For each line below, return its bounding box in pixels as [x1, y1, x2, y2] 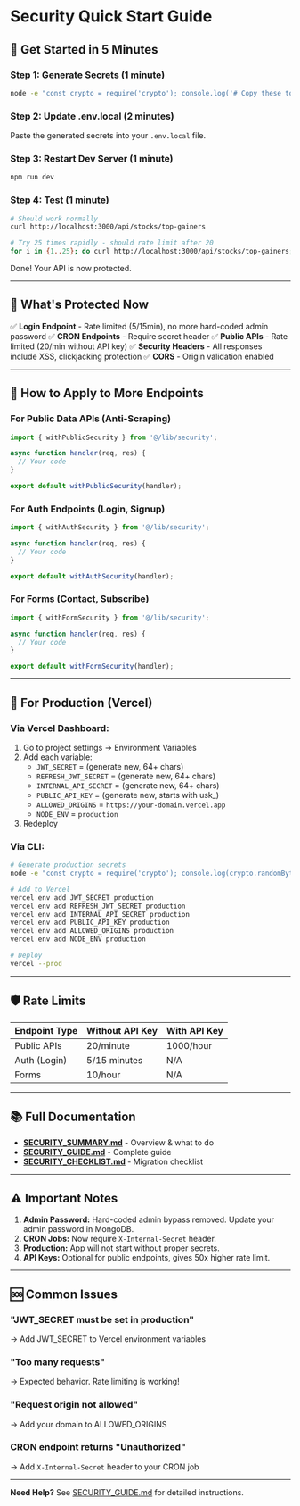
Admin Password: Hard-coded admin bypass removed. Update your [22, 1214, 275, 1225]
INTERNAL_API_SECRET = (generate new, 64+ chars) [36, 779, 220, 791]
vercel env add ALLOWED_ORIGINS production [10, 927, 174, 936]
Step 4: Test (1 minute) [10, 194, 109, 206]
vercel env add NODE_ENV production [10, 935, 146, 944]
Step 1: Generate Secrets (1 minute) [10, 69, 166, 81]
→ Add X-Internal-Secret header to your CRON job [10, 1461, 199, 1472]
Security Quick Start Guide [10, 6, 213, 27]
